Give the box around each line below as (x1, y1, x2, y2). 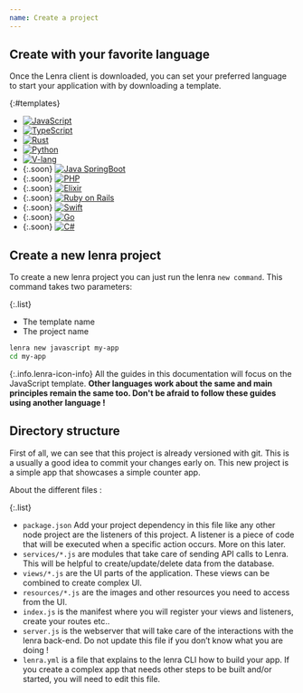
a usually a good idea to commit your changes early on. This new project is (9, 457, 289, 467)
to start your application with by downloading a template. (9, 81, 222, 91)
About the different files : (9, 484, 102, 495)
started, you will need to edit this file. (22, 673, 161, 684)
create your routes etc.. (22, 615, 110, 626)
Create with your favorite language (9, 47, 210, 63)
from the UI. (22, 596, 68, 607)
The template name (22, 316, 96, 327)
